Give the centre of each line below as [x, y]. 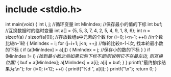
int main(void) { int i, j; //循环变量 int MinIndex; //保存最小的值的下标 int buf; [84, 24]
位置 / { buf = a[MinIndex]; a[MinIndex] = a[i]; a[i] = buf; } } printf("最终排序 [83, 62]
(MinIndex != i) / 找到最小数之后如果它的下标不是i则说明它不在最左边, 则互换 [84, 56]
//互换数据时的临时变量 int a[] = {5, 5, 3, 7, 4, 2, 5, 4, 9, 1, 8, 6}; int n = [78, 30]
